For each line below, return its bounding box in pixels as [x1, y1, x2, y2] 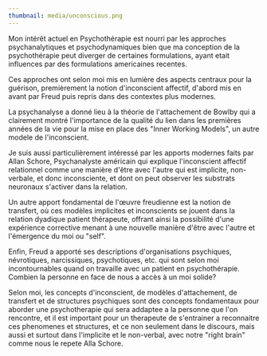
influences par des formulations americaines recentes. [8, 59, 187, 69]
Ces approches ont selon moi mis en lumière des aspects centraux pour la [8, 74, 253, 84]
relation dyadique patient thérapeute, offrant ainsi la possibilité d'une [8, 214, 234, 223]
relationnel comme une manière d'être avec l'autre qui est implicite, [8, 164, 230, 174]
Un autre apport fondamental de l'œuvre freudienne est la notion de [8, 197, 231, 207]
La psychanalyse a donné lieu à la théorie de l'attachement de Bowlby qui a [8, 107, 257, 117]
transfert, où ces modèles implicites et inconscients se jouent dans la [8, 205, 235, 216]
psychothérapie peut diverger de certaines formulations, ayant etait [8, 50, 230, 60]
